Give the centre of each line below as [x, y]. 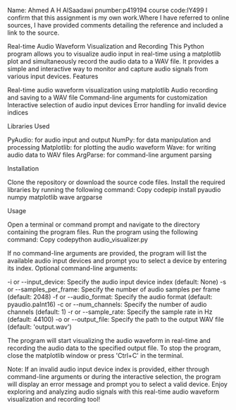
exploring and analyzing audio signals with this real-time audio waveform [113, 392]
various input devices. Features [53, 76]
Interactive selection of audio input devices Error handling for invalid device [117, 105]
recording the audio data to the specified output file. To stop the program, [114, 348]
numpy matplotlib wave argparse [55, 197]
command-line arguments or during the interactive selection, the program [114, 376]
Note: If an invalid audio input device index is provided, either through [108, 369]
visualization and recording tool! [54, 399]
